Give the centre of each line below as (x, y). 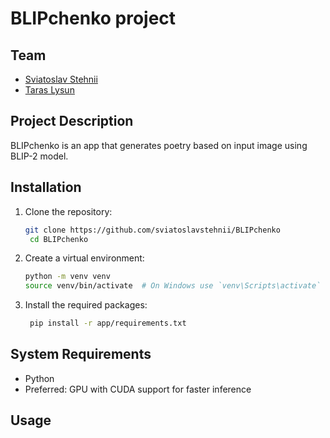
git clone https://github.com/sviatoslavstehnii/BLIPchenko (152, 230)
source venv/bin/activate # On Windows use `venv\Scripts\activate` (173, 286)
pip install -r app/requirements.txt (108, 323)
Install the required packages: (86, 305)
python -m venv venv (67, 277)
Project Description (72, 121)
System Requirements (81, 354)
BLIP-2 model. (39, 156)
